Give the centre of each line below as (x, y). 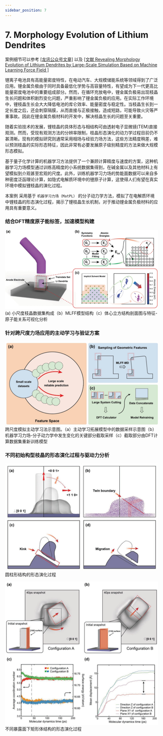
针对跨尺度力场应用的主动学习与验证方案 (52, 333)
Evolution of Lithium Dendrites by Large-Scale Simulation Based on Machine (81, 65)
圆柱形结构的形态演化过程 (31, 574)
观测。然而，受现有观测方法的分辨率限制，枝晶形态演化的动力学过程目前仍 (79, 132)
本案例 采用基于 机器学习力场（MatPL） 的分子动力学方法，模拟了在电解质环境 (80, 196)
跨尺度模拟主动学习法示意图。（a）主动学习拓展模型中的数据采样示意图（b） (81, 429)
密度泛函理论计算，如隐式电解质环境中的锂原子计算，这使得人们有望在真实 (83, 179)
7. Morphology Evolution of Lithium (77, 35)
